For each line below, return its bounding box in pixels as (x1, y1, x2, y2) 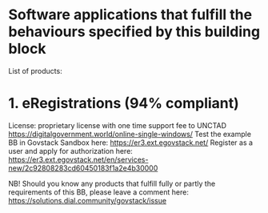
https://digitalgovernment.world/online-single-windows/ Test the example (8, 129, 252, 139)
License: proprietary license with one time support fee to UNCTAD (8, 120, 226, 130)
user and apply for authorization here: (8, 146, 134, 155)
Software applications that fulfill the (8, 6, 253, 24)
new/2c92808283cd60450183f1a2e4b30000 (8, 163, 158, 173)
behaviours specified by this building (8, 22, 261, 41)
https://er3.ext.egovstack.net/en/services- (8, 155, 149, 164)
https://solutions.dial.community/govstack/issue (8, 195, 166, 205)
